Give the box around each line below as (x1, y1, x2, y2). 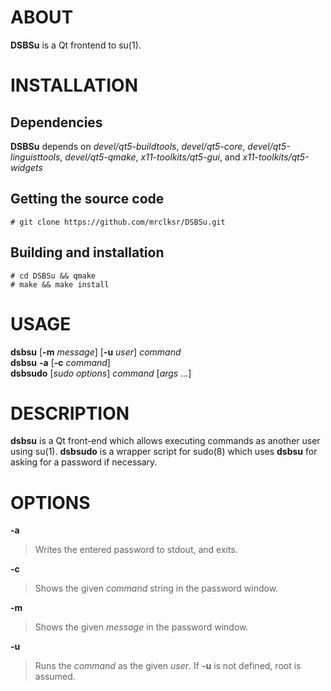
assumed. (34, 671, 76, 683)
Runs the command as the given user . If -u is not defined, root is (34, 660, 302, 672)
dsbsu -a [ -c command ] (10, 356, 111, 368)
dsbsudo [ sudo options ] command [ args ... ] (10, 367, 192, 379)
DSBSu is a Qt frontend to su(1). (10, 39, 142, 51)
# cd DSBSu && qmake (10, 271, 97, 281)
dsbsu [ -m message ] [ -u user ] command (10, 346, 182, 358)
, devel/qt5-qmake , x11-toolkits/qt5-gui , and (59, 151, 241, 163)
